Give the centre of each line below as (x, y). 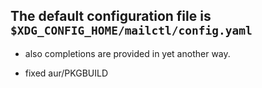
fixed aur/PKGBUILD (66, 73)
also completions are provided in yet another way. (127, 53)
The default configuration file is (111, 16)
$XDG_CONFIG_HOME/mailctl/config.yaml (131, 31)
